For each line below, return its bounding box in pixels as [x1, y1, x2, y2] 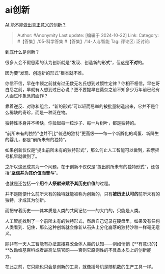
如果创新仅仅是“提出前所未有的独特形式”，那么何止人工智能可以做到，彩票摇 [5, 147, 160, 153]
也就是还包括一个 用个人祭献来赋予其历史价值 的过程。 [5, 180, 113, 186]
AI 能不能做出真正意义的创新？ [5, 22, 67, 28]
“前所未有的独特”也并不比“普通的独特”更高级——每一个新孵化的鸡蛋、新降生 [5, 130, 159, 136]
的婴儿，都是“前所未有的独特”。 [5, 136, 70, 142]
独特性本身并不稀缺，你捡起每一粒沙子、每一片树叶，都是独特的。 [5, 119, 138, 126]
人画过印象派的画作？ [5, 92, 48, 99]
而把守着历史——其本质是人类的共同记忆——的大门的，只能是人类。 [5, 207, 143, 213]
